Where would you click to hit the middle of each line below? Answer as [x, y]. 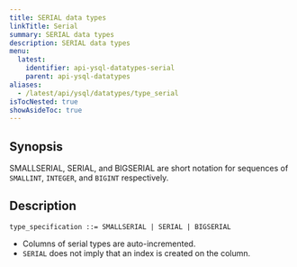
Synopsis [36, 147]
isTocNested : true [44, 101]
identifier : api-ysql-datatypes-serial [100, 69]
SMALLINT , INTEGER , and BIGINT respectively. [89, 178]
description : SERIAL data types [70, 43]
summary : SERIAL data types [62, 34]
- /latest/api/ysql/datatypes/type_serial [98, 93]
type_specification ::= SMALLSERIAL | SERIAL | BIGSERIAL [120, 226]
